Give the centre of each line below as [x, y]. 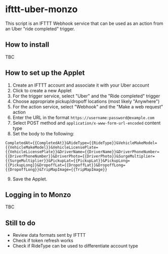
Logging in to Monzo [38, 194]
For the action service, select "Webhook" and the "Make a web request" [88, 106]
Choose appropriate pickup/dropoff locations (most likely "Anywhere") [86, 101]
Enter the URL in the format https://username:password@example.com [83, 117]
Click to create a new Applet [42, 90]
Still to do [20, 223]
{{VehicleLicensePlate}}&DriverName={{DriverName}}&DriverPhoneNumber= [82, 152]
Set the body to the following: [43, 133]
